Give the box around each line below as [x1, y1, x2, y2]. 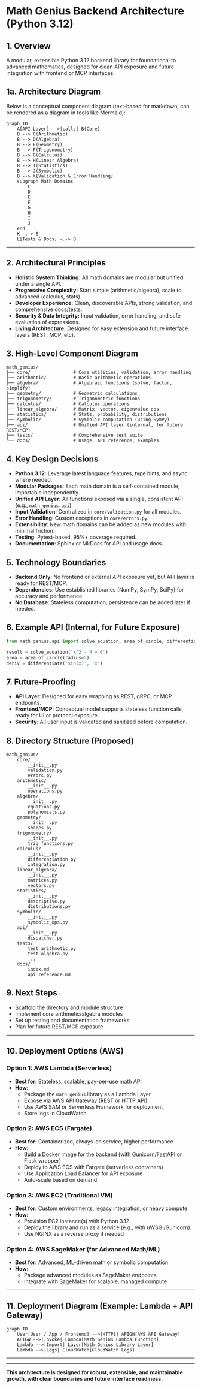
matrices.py [28, 877, 58, 883]
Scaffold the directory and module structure [14, 1004, 123, 1011]
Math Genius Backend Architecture [6, 4, 184, 18]
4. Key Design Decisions [6, 454, 99, 464]
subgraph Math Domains [17, 178, 74, 184]
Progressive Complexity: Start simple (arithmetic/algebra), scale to [14, 286, 182, 294]
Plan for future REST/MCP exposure [14, 1023, 103, 1030]
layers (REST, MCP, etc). [14, 331, 75, 338]
